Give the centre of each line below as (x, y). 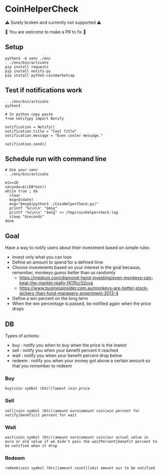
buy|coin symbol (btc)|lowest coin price (48, 388)
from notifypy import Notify (34, 118)
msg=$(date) (22, 200)
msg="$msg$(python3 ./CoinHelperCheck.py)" (54, 204)
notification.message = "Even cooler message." (54, 135)
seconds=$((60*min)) (26, 187)
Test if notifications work (44, 90)
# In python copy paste (29, 114)
